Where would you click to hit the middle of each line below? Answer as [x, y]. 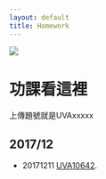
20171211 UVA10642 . [60, 166]
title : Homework [39, 26]
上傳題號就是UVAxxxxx [51, 116]
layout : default [39, 17]
